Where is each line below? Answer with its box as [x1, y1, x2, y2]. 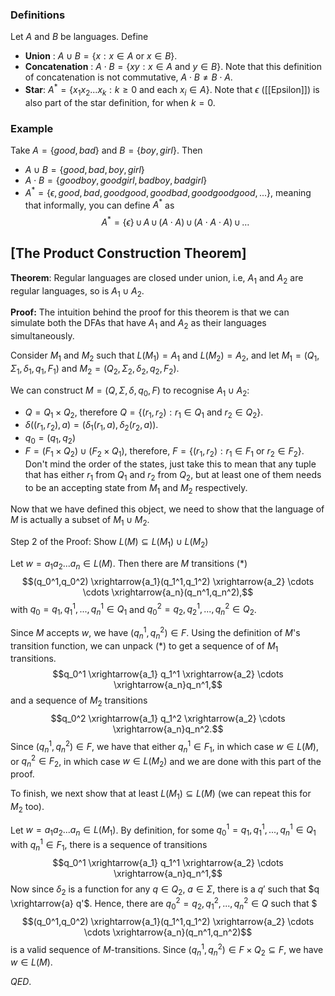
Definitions [10, 8, 66, 22]
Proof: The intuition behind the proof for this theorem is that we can [10, 306, 290, 318]
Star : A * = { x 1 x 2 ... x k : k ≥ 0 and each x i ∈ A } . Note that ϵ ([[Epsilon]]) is [24, 82, 320, 98]
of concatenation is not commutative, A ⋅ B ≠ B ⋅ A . [24, 71, 233, 83]
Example [10, 121, 54, 135]
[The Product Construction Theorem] [10, 245, 247, 262]
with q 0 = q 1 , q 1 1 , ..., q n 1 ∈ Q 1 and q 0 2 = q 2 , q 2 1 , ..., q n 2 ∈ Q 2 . [10, 601, 257, 618]
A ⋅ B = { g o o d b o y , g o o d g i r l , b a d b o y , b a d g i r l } [24, 174, 208, 187]
